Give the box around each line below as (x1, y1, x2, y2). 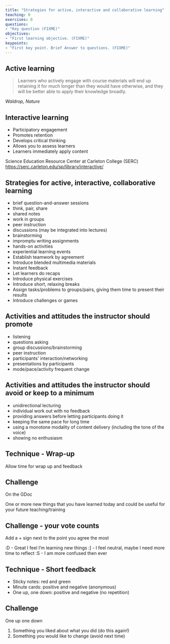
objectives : (5, 31, 30, 36)
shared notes (12, 211, 41, 217)
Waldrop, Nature (5, 98, 40, 104)
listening (12, 333, 31, 339)
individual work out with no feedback (12, 408, 90, 414)
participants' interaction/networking (12, 355, 88, 361)
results (12, 292, 27, 298)
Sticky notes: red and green (12, 578, 71, 584)
